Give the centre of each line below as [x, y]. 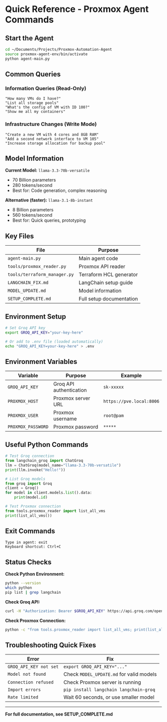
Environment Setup [36, 316]
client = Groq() [22, 488]
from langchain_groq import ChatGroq [44, 461]
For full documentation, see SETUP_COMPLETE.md [59, 714]
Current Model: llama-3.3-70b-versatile [47, 171]
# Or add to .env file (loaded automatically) [54, 342]
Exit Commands [30, 531]
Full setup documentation [108, 299]
